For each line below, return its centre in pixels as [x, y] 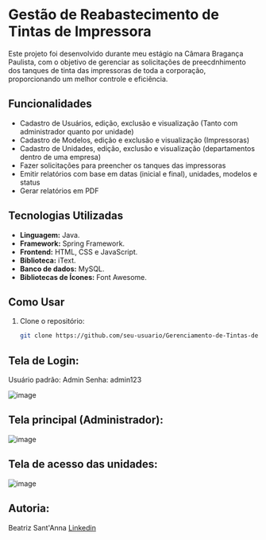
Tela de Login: [44, 361]
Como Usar [37, 302]
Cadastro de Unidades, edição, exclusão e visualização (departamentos [137, 148]
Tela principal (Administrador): [86, 420]
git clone [36, 336]
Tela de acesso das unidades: [83, 464]
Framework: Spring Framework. [72, 243]
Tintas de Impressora [80, 31]
